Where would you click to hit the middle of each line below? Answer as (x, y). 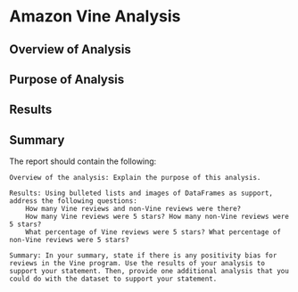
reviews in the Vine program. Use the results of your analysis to (137, 264)
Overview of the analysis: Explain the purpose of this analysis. (135, 178)
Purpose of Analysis (67, 79)
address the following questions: (74, 201)
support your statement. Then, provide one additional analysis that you (149, 272)
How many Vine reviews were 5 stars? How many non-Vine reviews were (157, 217)
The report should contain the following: (83, 161)
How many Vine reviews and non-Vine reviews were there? (133, 209)
